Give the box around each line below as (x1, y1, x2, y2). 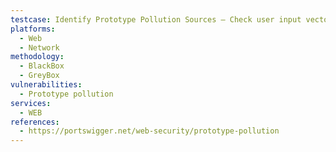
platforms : (10, 24, 56, 34)
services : (10, 98, 52, 108)
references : (10, 117, 60, 127)
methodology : (10, 52, 65, 62)
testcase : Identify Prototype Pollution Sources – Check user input (10, 14, 302, 25)
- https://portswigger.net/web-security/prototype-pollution (19, 126, 280, 136)
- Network (19, 42, 60, 53)
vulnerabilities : (10, 80, 83, 90)
